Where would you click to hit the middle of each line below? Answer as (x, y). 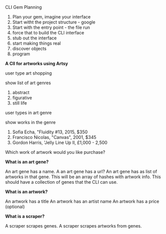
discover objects (29, 49)
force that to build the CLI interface (48, 33)
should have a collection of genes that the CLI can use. (61, 182)
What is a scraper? (25, 216)
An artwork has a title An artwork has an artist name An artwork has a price (82, 201)
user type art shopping (29, 73)
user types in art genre (29, 113)
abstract (21, 92)
